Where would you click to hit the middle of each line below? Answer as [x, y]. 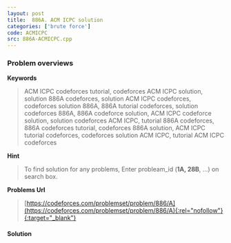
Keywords [22, 78]
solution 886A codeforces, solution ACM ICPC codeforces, [108, 99]
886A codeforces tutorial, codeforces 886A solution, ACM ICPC [114, 128]
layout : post [26, 13]
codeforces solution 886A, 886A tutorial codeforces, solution [111, 106]
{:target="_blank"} [50, 218]
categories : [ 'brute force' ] [49, 26]
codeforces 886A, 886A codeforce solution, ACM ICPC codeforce [118, 114]
